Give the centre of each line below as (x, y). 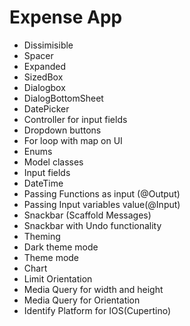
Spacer (38, 55)
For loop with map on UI (73, 140)
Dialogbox (44, 87)
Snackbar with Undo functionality (92, 225)
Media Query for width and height (93, 289)
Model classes (53, 162)
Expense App (66, 17)
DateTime (43, 183)
